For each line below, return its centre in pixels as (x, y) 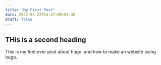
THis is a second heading (46, 40)
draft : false (19, 19)
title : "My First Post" (30, 10)
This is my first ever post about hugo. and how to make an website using (81, 52)
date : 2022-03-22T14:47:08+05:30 (40, 15)
